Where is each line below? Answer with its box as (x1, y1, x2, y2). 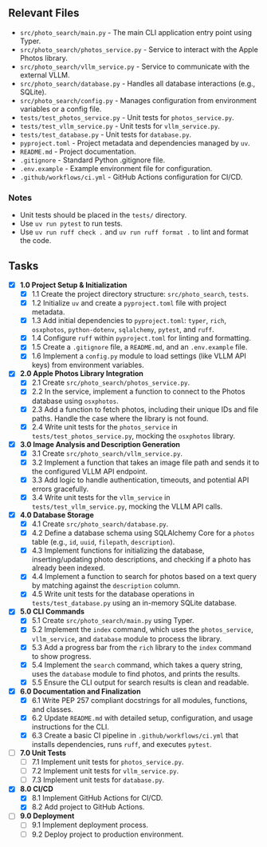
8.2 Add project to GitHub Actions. (31, 802, 145, 812)
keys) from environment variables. (31, 360, 145, 370)
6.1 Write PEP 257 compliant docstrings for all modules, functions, (31, 695, 248, 705)
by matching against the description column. (31, 581, 181, 590)
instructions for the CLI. (31, 721, 110, 731)
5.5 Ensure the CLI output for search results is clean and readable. (31, 677, 249, 687)
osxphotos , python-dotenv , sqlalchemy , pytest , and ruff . (31, 325, 214, 334)
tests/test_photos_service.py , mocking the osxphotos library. (31, 431, 236, 441)
